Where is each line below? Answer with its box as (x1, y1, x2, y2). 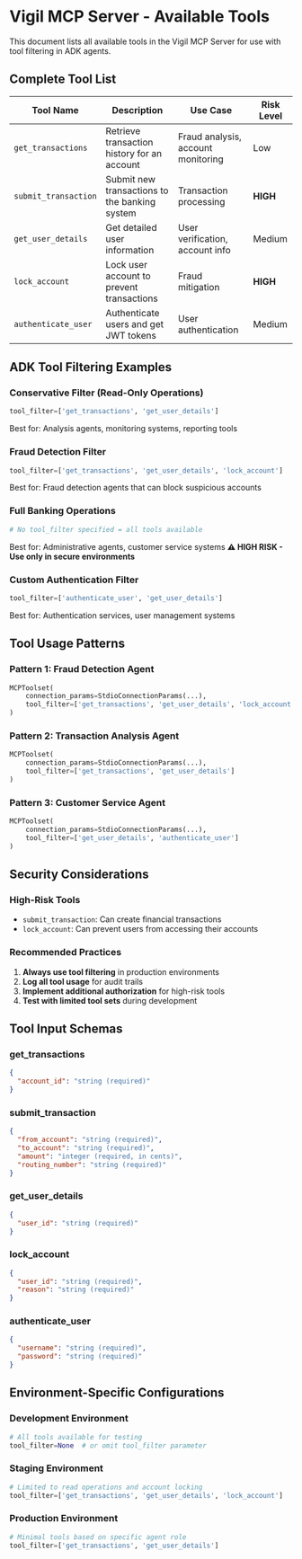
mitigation (178, 280, 220, 293)
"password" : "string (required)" (17, 1352, 143, 1361)
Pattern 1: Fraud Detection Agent (9, 663, 155, 676)
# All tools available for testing (9, 1432, 143, 1441)
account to (105, 270, 151, 282)
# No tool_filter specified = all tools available (9, 525, 203, 534)
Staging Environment (9, 1462, 103, 1475)
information (105, 244, 155, 256)
